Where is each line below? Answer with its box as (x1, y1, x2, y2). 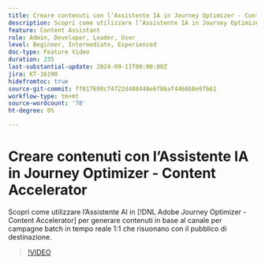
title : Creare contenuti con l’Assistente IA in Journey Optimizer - (8, 11, 242, 20)
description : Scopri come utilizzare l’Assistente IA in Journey (8, 19, 227, 27)
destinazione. (8, 232, 53, 241)
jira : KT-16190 (8, 70, 58, 78)
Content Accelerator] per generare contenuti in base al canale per (8, 215, 222, 225)
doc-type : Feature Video (8, 48, 90, 56)
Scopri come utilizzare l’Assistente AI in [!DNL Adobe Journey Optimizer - (8, 206, 247, 217)
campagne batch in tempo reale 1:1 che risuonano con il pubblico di (8, 224, 227, 233)
